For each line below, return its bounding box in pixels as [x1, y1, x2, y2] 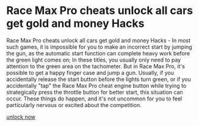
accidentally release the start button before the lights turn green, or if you [6, 75, 191, 83]
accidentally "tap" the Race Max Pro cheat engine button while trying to [6, 82, 187, 89]
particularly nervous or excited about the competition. [6, 101, 142, 108]
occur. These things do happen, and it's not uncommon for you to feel [6, 95, 183, 102]
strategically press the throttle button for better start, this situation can [6, 88, 183, 96]
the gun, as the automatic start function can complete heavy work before [6, 49, 190, 57]
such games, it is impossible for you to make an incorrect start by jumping [6, 43, 192, 51]
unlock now [6, 113, 35, 121]
